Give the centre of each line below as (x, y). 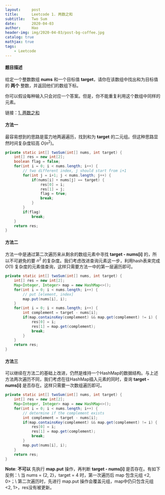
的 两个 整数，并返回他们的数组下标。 (43, 85)
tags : (11, 46)
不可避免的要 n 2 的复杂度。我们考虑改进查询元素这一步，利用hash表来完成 (85, 260)
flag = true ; (54, 194)
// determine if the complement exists (64, 413)
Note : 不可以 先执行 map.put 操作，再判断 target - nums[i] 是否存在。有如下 (83, 469)
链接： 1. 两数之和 (22, 113)
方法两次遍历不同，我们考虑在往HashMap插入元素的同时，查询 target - (77, 379)
